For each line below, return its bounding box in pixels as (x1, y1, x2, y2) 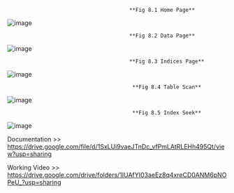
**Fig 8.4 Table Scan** (132, 84, 201, 91)
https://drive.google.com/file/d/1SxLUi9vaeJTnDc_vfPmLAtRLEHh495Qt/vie (7, 143, 225, 150)
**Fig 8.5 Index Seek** (132, 109, 201, 116)
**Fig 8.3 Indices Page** (129, 58, 205, 65)
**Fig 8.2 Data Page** (129, 32, 196, 39)
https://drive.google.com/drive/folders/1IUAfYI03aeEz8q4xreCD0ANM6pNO (7, 171, 227, 179)
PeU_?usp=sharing (7, 178, 61, 186)
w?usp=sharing (7, 150, 52, 158)
